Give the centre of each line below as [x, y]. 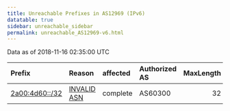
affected [116, 73]
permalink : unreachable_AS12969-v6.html [66, 33]
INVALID [82, 89]
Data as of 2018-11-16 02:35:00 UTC [58, 52]
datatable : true [30, 20]
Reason [81, 73]
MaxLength [202, 73]
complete [117, 93]
